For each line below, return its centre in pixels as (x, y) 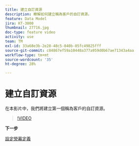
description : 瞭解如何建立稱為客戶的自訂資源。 (48, 14)
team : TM (14, 42)
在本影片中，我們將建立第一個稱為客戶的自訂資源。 (56, 108)
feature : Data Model (26, 19)
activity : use (20, 37)
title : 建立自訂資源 (24, 10)
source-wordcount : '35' (29, 60)
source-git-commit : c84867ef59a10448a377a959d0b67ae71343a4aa (69, 50)
